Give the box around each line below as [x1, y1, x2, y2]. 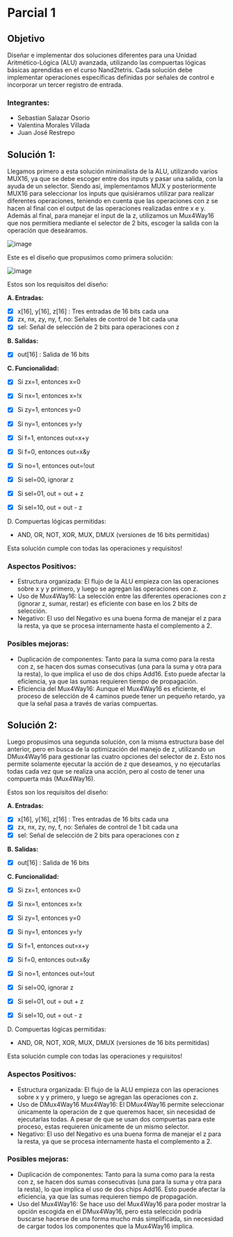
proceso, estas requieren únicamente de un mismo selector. [17, 1122, 190, 1131]
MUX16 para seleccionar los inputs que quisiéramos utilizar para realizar [7, 189, 214, 198]
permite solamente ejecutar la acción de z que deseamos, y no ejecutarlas [7, 760, 221, 768]
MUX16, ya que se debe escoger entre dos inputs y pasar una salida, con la [7, 175, 224, 183]
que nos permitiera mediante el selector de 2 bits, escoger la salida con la [7, 219, 219, 228]
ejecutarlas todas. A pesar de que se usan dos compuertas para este [17, 1115, 216, 1123]
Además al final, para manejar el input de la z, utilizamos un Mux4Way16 [7, 212, 214, 220]
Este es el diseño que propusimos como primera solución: [7, 253, 174, 262]
